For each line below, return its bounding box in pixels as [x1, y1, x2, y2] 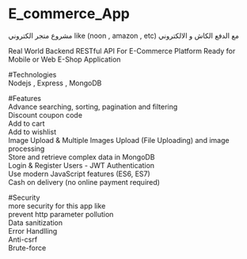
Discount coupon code [8, 110, 83, 119]
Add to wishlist [8, 127, 57, 137]
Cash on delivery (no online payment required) [8, 177, 161, 186]
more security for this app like [8, 201, 106, 210]
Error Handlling [8, 226, 58, 235]
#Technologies [8, 69, 57, 79]
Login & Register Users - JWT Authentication [8, 160, 155, 170]
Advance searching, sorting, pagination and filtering [8, 102, 178, 111]
